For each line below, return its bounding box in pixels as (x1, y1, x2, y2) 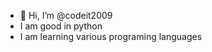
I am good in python (19, 20, 103, 32)
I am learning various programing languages (19, 31, 203, 42)
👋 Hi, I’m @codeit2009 (19, 10, 113, 21)
